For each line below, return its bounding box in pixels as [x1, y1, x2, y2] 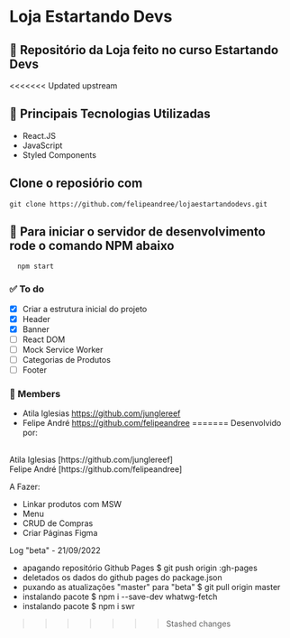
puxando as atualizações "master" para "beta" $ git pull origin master [22, 582, 281, 593]
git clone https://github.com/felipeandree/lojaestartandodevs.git [9, 199, 268, 208]
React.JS [22, 130, 57, 141]
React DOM [22, 334, 66, 345]
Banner [22, 323, 50, 335]
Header [22, 313, 51, 324]
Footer [22, 365, 48, 375]
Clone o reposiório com [9, 176, 143, 191]
